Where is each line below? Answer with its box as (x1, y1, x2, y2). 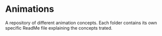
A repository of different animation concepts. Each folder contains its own (5, 20, 157, 26)
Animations (5, 3, 54, 15)
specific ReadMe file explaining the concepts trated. (5, 25, 112, 31)
